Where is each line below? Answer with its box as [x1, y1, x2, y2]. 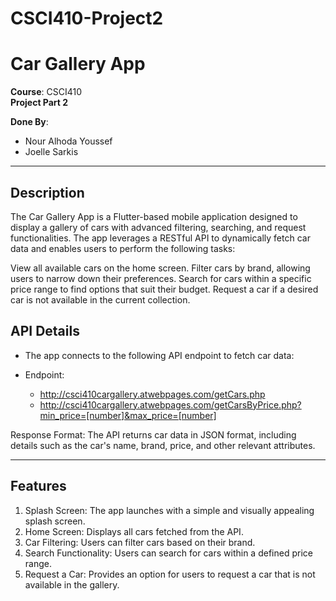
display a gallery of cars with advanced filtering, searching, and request [10, 221, 307, 233]
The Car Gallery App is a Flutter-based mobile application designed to [10, 210, 298, 222]
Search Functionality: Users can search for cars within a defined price [24, 547, 313, 559]
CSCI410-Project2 [10, 7, 164, 30]
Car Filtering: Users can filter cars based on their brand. [24, 536, 256, 548]
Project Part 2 [10, 97, 69, 109]
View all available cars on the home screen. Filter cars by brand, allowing [10, 262, 311, 274]
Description [10, 184, 85, 201]
